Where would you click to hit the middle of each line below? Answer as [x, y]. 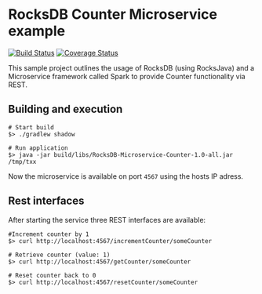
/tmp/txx [22, 162]
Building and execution [65, 109]
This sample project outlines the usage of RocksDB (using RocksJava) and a [131, 67]
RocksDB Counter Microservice [113, 15]
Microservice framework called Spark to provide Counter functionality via [127, 76]
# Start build [31, 127]
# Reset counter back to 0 [52, 275]
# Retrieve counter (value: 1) [59, 255]
